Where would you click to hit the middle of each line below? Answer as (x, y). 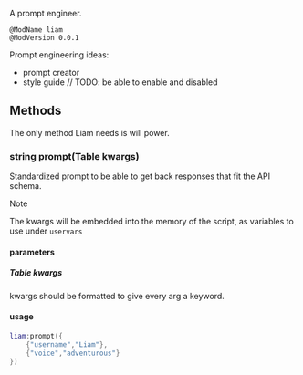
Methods (36, 111)
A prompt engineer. (46, 13)
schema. (26, 186)
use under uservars (46, 231)
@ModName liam (37, 30)
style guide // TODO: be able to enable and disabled (120, 82)
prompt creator (51, 73)
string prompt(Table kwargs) (74, 156)
